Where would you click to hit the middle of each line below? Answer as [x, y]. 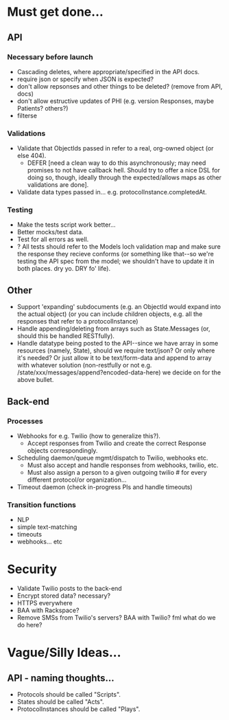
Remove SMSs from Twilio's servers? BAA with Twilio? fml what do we [116, 618]
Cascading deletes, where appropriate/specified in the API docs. [108, 71]
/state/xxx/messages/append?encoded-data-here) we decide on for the [119, 372]
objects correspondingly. [62, 450]
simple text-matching [47, 527]
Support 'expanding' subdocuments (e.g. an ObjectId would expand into [119, 307]
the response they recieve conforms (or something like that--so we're [115, 254]
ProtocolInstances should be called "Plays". [79, 709]
